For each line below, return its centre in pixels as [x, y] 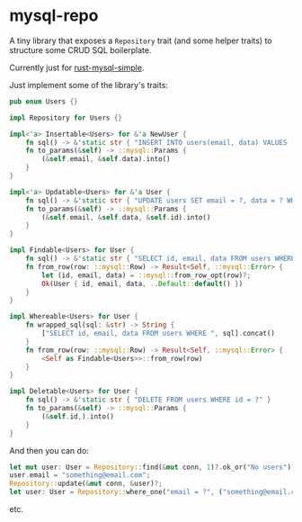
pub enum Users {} [44, 101]
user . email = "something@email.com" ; [80, 475]
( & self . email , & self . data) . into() [106, 159]
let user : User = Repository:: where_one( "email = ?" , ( [116, 492]
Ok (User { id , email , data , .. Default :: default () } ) [142, 283]
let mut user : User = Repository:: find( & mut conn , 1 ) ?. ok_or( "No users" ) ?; [154, 467]
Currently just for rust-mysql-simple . [77, 67]
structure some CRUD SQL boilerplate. [80, 49]
